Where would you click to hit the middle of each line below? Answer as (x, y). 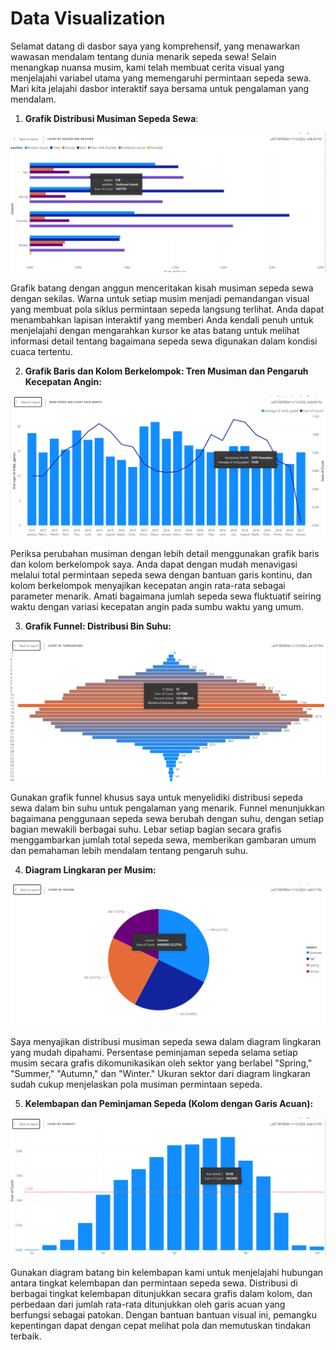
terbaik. (26, 1336)
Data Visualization (88, 18)
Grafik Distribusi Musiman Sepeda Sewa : (111, 118)
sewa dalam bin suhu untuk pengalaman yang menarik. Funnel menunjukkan (167, 808)
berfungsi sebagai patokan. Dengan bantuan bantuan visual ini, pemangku (163, 1314)
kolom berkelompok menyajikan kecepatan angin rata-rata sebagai (148, 586)
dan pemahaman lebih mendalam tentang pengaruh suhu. (129, 851)
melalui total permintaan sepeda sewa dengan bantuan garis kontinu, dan (161, 575)
